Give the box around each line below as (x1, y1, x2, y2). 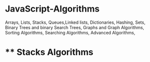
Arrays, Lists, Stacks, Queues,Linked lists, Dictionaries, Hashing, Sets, (5, 19, 146, 25)
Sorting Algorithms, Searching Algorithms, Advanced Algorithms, (5, 30, 135, 35)
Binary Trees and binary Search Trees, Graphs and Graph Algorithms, (5, 24, 145, 30)
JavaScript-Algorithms (5, 3, 100, 15)
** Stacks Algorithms (5, 47, 94, 58)
